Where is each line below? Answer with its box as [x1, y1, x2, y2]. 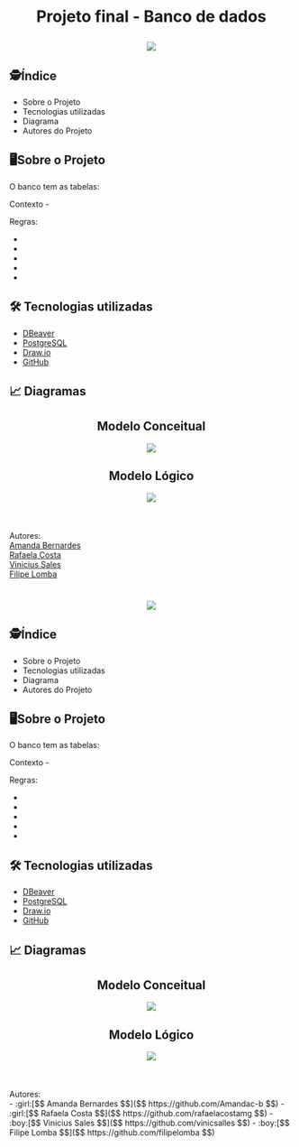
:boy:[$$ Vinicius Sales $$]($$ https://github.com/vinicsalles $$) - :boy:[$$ [9, 1117, 290, 1129]
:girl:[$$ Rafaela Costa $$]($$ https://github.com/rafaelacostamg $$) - [9, 1108, 274, 1119]
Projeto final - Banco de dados [35, 6, 267, 27]
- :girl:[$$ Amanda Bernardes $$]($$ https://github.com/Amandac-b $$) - [9, 1098, 285, 1109]
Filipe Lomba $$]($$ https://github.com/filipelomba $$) [9, 1127, 215, 1138]
